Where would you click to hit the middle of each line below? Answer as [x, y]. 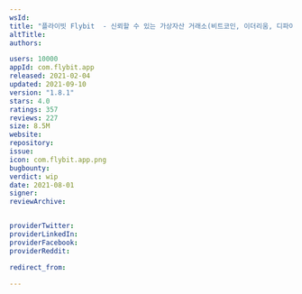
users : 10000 [34, 60]
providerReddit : [40, 251]
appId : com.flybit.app [52, 68]
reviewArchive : [38, 202]
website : [26, 135]
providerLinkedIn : [44, 234]
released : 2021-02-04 [50, 76]
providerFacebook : [44, 243]
